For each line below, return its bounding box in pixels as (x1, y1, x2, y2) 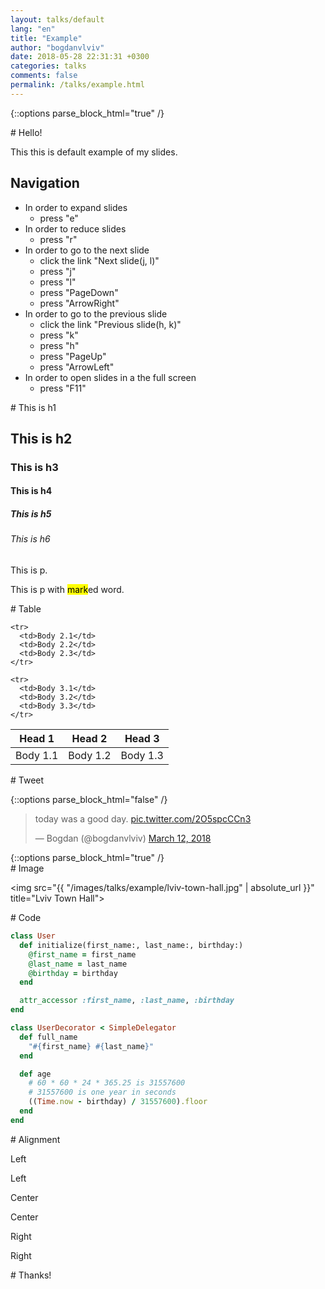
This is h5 (10, 508, 52, 520)
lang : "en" (10, 24, 56, 34)
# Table (10, 603, 42, 615)
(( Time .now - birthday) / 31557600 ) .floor (28, 1097, 208, 1107)
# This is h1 (10, 401, 57, 413)
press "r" (39, 233, 78, 245)
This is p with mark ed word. (10, 584, 125, 596)
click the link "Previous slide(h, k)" (39, 318, 182, 330)
